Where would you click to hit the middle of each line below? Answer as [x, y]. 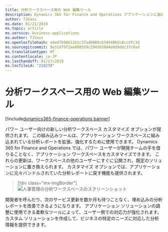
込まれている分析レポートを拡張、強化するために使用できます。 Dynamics [81, 142]
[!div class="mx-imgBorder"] [47, 183]
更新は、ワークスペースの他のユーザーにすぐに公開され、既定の [83, 160]
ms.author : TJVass [24, 38]
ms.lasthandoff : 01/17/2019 [34, 61]
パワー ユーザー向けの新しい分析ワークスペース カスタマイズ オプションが [81, 129]
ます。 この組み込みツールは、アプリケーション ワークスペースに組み [89, 135]
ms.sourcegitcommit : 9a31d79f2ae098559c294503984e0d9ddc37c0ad [72, 47]
